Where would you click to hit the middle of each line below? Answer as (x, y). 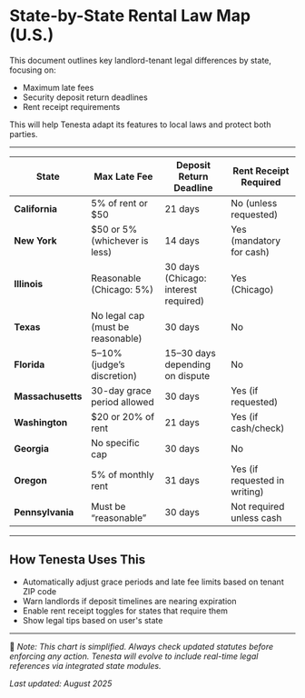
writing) (247, 492)
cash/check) (258, 428)
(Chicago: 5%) (122, 289)
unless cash (256, 517)
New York (35, 240)
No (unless (254, 203)
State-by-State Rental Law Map (130, 16)
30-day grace (121, 390)
